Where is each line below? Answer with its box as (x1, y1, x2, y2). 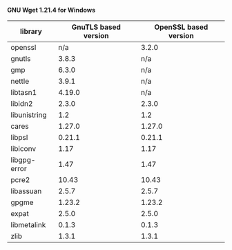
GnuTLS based (71, 22, 121, 32)
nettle (10, 76, 30, 86)
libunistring (10, 110, 47, 120)
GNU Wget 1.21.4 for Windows (7, 6, 96, 14)
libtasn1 (10, 88, 37, 97)
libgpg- (10, 155, 36, 165)
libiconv (10, 144, 37, 153)
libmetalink (10, 220, 46, 229)
